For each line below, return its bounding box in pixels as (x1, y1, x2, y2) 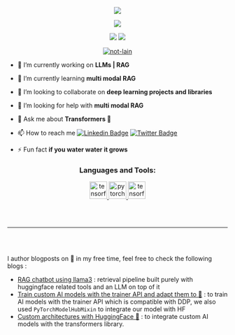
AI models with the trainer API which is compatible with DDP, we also (17, 297, 216, 306)
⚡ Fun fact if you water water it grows (17, 145, 128, 154)
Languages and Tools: (79, 165, 156, 174)
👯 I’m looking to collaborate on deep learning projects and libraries (17, 88, 213, 96)
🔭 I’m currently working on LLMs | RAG (17, 61, 130, 69)
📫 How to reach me (17, 129, 76, 137)
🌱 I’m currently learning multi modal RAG (17, 74, 136, 82)
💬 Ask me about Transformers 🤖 (17, 115, 112, 123)
